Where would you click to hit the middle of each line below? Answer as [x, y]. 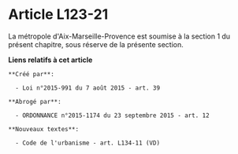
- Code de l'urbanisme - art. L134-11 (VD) [87, 143]
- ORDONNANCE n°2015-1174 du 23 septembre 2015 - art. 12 [113, 115]
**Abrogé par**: [35, 101]
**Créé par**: [32, 74]
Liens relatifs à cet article [50, 60]
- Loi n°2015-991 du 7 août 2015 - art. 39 [87, 88]
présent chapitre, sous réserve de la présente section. [96, 44]
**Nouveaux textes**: [44, 129]
